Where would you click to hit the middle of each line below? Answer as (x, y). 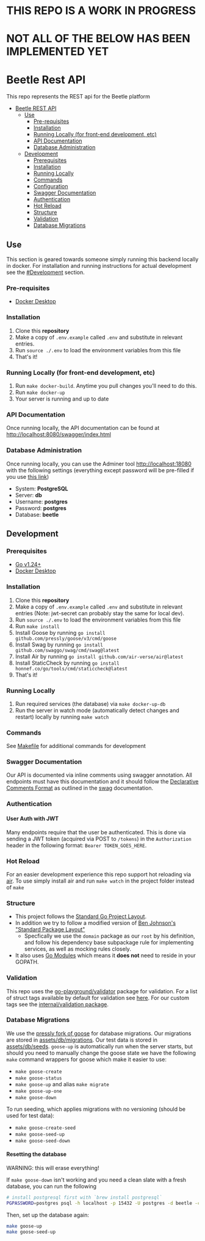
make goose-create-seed (45, 1128)
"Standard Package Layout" (50, 930)
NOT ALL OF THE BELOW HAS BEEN (98, 39)
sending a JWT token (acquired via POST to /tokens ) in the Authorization (99, 839)
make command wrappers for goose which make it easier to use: (86, 1059)
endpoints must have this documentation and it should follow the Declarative (103, 782)
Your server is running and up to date (62, 399)
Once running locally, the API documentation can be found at (83, 428)
